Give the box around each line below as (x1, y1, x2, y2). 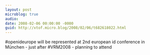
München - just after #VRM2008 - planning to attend (5, 44, 112, 50)
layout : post (5, 7, 32, 12)
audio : (5, 16, 19, 21)
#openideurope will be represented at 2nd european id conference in (5, 39, 145, 45)
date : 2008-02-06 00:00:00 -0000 (5, 21, 74, 26)
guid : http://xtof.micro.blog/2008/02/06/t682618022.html (5, 26, 126, 30)
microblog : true (5, 12, 38, 17)
